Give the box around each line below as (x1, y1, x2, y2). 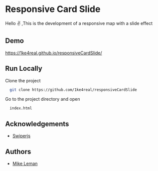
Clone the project (5, 77, 41, 83)
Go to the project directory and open (5, 96, 80, 102)
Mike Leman (12, 161, 38, 167)
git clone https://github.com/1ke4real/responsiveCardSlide (9, 87, 137, 92)
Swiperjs (12, 133, 31, 139)
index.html (9, 106, 32, 111)
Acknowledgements (5, 120, 69, 128)
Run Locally (5, 64, 42, 73)
